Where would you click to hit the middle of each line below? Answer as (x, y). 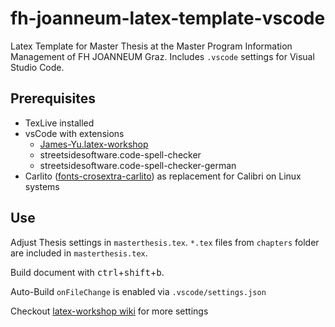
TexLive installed (59, 123)
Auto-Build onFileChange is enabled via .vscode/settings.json (138, 291)
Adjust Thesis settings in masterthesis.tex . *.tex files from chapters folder (165, 242)
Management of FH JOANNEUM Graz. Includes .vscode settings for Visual (162, 56)
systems (42, 186)
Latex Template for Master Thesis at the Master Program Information (151, 46)
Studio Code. (37, 67)
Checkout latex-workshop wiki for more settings (109, 311)
